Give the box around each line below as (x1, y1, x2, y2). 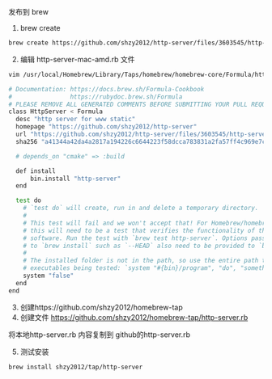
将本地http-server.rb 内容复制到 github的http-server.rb (8, 330, 191, 339)
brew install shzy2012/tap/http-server (8, 363, 143, 371)
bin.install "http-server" (29, 175, 121, 183)
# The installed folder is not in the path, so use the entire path (23, 257, 259, 265)
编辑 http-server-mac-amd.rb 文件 (19, 54, 135, 64)
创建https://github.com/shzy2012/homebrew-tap (19, 302, 184, 312)
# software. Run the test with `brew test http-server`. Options (23, 234, 249, 242)
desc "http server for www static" (15, 116, 136, 124)
